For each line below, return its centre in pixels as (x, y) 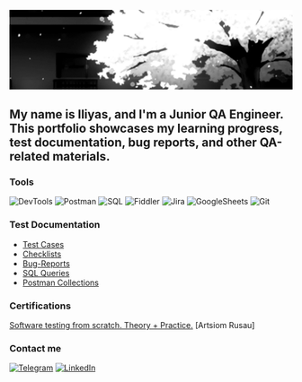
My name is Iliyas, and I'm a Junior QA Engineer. (147, 114)
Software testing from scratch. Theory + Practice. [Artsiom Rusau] (132, 326)
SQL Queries (46, 273)
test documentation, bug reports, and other (133, 143)
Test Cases (43, 244)
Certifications (40, 306)
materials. (81, 156)
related (30, 156)
